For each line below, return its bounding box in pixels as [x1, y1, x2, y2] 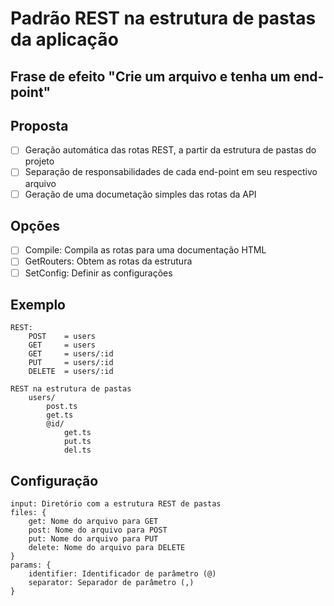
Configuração [10, 472, 99, 489]
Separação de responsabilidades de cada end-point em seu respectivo [24, 166, 318, 178]
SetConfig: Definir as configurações [24, 267, 173, 279]
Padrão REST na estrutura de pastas [10, 7, 317, 30]
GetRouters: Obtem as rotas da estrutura [24, 255, 193, 267]
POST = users [28, 332, 97, 342]
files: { [10, 508, 47, 518]
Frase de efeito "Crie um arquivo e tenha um [10, 68, 291, 85]
